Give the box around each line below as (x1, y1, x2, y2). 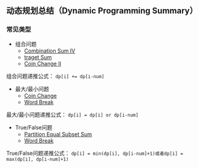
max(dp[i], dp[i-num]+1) (6, 156, 69, 162)
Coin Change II (24, 60, 62, 67)
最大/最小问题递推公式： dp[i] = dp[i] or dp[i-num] (6, 111, 139, 118)
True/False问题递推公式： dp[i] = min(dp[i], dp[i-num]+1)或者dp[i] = (6, 149, 183, 157)
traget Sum (24, 53, 53, 60)
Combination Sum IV (24, 47, 76, 54)
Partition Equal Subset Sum (24, 131, 93, 138)
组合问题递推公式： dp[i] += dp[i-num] (6, 72, 105, 80)
